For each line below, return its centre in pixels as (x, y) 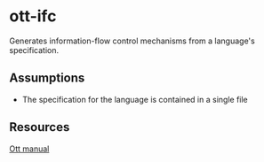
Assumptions (47, 78)
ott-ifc (33, 16)
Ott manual (29, 149)
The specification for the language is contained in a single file (135, 99)
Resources (40, 127)
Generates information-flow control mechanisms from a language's (132, 41)
